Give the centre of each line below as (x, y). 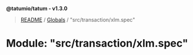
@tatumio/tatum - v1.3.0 (37, 8)
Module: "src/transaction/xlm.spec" (97, 44)
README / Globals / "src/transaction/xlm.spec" (78, 20)
